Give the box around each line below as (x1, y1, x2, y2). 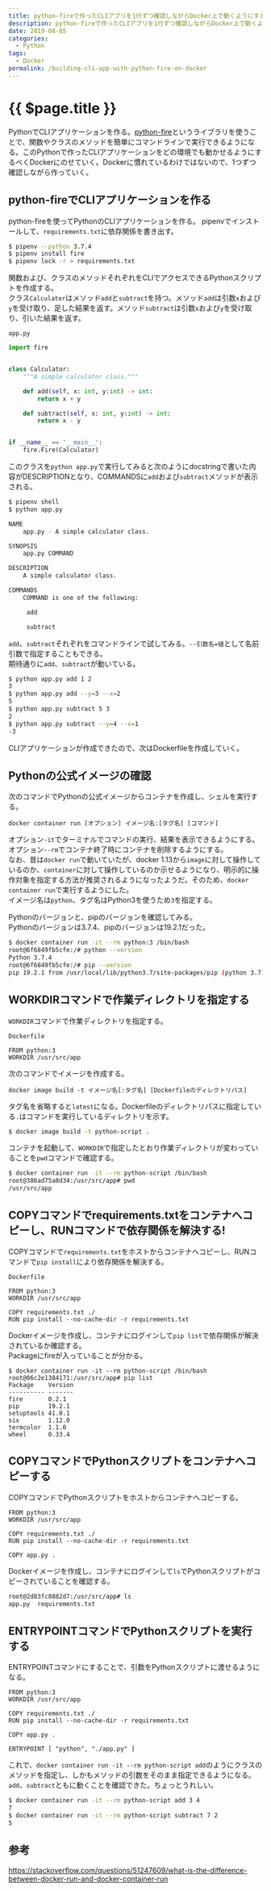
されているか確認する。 (8, 1340, 86, 1350)
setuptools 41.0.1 (8, 1409, 70, 1417)
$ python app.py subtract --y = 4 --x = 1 (8, 719, 139, 727)
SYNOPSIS (8, 542, 38, 550)
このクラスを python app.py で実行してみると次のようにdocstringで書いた (8, 462, 249, 471)
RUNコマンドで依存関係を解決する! (50, 1224, 226, 1238)
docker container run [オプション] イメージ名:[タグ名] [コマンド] (8, 820, 219, 828)
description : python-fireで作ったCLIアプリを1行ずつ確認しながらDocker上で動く (8, 19, 258, 27)
